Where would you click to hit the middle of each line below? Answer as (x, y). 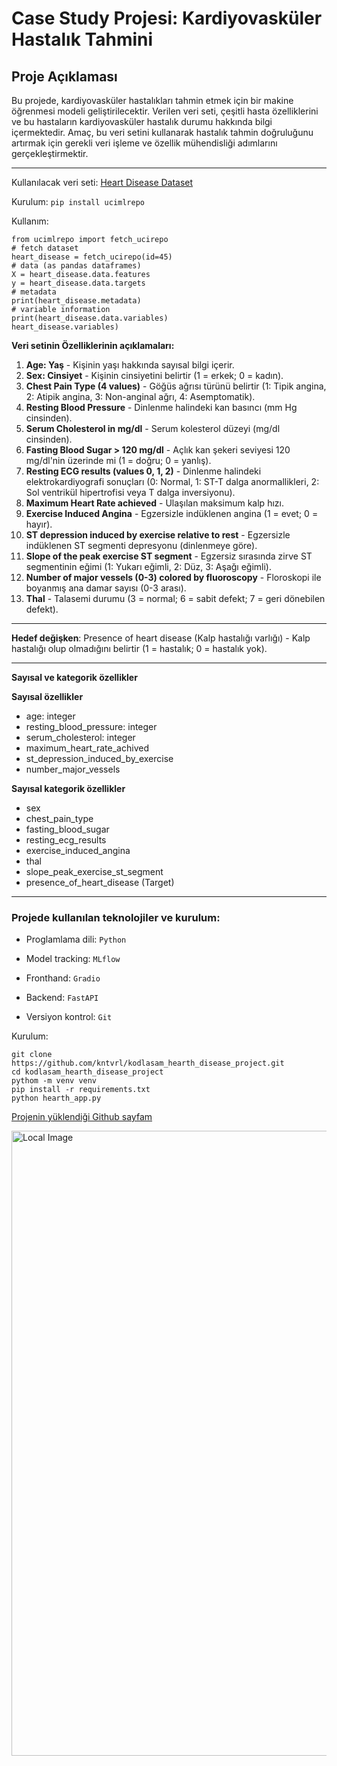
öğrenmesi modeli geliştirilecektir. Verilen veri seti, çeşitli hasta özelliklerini (165, 111)
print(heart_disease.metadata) (76, 301)
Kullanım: (30, 221)
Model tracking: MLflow (73, 959)
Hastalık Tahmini (82, 39)
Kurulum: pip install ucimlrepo (78, 201)
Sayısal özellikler (47, 696)
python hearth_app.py (56, 1098)
